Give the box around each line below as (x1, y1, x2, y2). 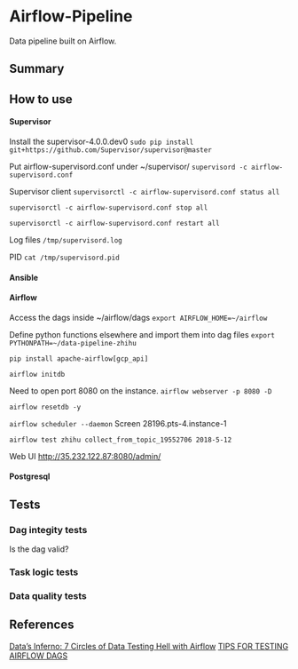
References (9, 617, 74, 633)
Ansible (9, 272, 38, 283)
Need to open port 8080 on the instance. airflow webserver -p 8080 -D (9, 385, 272, 396)
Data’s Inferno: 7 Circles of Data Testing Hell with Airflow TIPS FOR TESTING (9, 641, 289, 651)
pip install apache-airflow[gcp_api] (9, 354, 149, 363)
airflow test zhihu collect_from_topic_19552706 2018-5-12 (9, 435, 232, 444)
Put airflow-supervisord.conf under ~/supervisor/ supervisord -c (9, 161, 248, 171)
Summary (9, 61, 65, 76)
